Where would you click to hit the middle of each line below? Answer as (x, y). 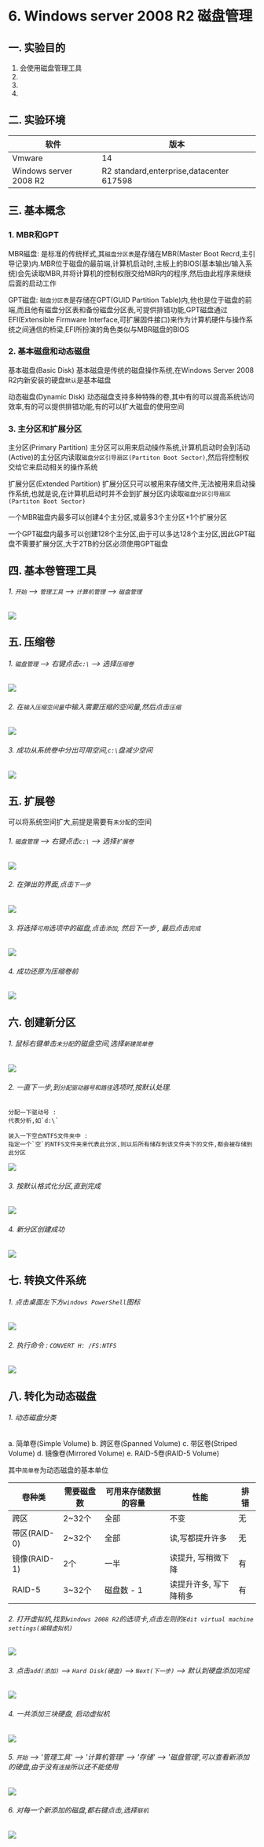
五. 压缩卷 (32, 642)
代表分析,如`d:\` (33, 1121)
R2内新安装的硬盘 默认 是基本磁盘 (60, 380)
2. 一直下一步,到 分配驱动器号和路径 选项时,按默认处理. (90, 1087)
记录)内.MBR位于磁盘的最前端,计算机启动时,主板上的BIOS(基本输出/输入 (130, 263)
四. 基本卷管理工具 (52, 571)
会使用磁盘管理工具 (51, 68)
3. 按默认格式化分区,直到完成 (55, 1186)
